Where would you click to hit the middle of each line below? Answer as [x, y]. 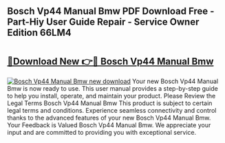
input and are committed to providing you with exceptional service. [102, 132]
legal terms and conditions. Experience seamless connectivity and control [112, 110]
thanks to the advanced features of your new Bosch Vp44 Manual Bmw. [109, 118]
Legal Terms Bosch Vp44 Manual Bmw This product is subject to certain [110, 103]
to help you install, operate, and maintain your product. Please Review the [111, 96]
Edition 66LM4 [39, 33]
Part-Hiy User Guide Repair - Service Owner [103, 22]
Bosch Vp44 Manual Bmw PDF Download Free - [111, 11]
